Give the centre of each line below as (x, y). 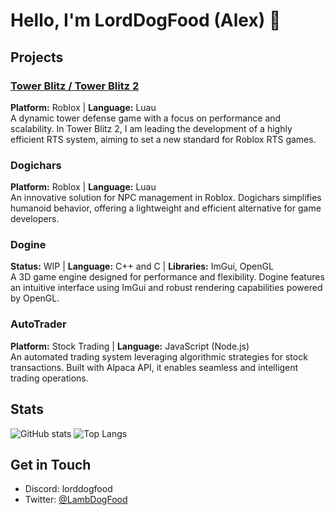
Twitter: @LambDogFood (76, 500)
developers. (35, 219)
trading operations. (49, 378)
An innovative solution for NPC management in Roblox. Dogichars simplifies (166, 198)
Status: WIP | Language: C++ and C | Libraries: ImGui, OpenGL (142, 266)
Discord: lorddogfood (68, 489)
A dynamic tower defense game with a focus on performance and (146, 118)
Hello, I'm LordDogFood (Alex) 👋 (146, 20)
